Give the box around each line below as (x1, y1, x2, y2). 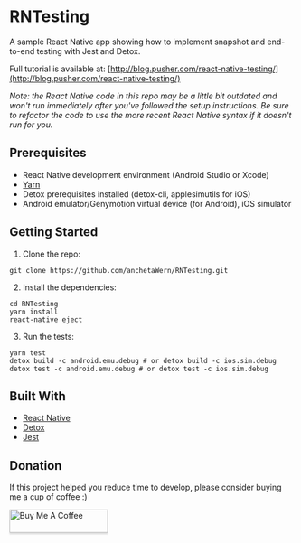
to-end (9, 45, 35, 56)
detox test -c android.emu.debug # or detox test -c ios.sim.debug (9, 364, 269, 373)
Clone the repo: (22, 248, 81, 259)
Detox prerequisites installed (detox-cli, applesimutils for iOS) (22, 188, 251, 200)
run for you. (9, 119, 53, 130)
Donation (9, 458, 62, 473)
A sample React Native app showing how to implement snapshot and (9, 36, 266, 47)
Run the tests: (22, 331, 75, 342)
